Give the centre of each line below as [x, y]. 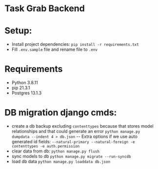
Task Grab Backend [45, 9]
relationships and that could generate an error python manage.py [76, 131]
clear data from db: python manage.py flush [55, 151]
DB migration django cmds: [61, 113]
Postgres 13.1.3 [27, 93]
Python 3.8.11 [25, 83]
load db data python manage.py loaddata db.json [61, 161]
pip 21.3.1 [21, 88]
